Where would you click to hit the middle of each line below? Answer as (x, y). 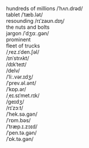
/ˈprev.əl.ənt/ (21, 83)
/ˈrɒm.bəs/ (18, 120)
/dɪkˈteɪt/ (16, 64)
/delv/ (13, 70)
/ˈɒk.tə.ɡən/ (20, 139)
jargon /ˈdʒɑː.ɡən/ (28, 33)
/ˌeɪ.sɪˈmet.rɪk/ (23, 95)
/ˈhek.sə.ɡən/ (22, 114)
